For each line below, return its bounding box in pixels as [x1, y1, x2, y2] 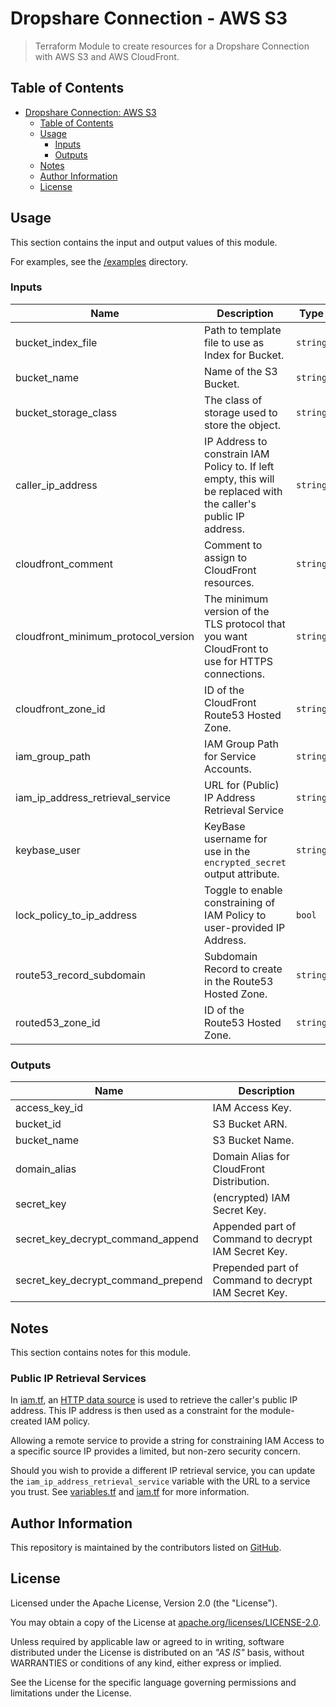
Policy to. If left [204, 459, 275, 473]
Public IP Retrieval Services [10, 1371, 147, 1385]
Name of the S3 [204, 364, 278, 378]
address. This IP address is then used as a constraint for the [10, 1405, 258, 1417]
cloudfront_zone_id [15, 702, 106, 716]
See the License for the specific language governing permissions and [10, 1676, 297, 1688]
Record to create [204, 962, 283, 976]
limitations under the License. [10, 1687, 132, 1699]
